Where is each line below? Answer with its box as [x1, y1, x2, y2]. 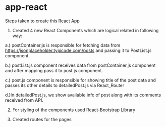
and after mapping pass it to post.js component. [5, 67, 103, 73]
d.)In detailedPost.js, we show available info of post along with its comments [5, 92, 161, 98]
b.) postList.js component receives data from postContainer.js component [5, 62, 156, 68]
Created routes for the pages [12, 116, 72, 122]
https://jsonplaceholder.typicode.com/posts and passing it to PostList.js [5, 47, 152, 53]
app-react [5, 1, 48, 13]
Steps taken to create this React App [5, 18, 80, 24]
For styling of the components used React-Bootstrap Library [12, 107, 135, 113]
